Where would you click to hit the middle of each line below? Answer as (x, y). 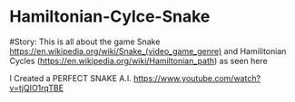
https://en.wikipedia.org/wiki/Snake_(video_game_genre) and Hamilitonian (148, 51)
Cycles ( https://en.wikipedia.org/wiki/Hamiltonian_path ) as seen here (138, 60)
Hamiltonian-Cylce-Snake (110, 17)
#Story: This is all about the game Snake (85, 42)
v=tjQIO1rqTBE (37, 88)
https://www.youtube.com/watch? (197, 78)
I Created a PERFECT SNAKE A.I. (70, 78)
